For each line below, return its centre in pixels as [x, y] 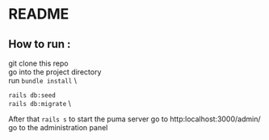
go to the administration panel [58, 127]
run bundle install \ [42, 81]
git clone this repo [38, 63]
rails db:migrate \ [40, 103]
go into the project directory [55, 72]
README [39, 14]
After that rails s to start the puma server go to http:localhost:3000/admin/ [134, 119]
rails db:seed [32, 95]
